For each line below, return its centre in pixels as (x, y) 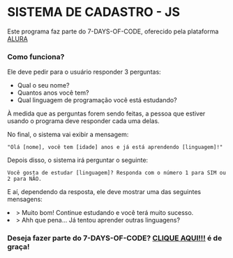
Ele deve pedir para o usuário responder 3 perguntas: (84, 72)
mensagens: (25, 200)
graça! (18, 247)
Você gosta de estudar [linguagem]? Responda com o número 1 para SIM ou (117, 173)
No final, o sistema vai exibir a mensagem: (68, 135)
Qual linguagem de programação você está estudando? (97, 100)
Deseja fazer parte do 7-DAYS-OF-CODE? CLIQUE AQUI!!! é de (115, 239)
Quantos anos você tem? (53, 93)
